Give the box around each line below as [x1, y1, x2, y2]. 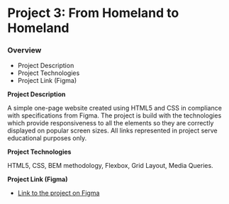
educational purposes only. [7, 134, 87, 142]
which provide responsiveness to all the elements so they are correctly [7, 119, 214, 127]
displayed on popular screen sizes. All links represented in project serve [7, 126, 218, 135]
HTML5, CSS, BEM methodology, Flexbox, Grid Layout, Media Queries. [7, 161, 214, 170]
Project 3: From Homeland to [7, 5, 179, 21]
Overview [7, 45, 42, 55]
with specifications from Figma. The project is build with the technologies [7, 111, 222, 120]
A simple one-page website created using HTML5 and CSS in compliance [7, 104, 222, 113]
